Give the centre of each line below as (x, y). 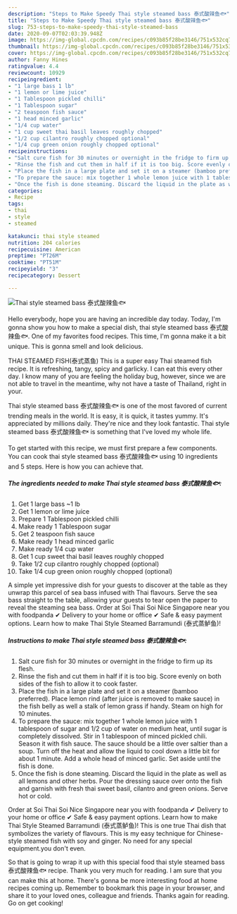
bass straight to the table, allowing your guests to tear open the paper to (113, 600)
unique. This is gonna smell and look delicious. (76, 346)
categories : (25, 191)
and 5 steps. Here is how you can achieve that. (76, 467)
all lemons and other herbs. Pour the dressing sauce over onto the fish (120, 781)
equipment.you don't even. (47, 848)
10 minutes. (35, 713)
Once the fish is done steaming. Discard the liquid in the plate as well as (122, 773)
